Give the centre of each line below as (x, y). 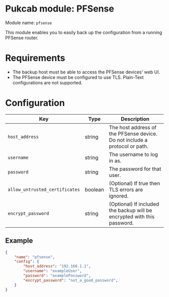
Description (135, 119)
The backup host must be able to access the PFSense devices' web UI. (86, 72)
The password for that (135, 169)
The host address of (133, 127)
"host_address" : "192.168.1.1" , (57, 266)
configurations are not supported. (48, 82)
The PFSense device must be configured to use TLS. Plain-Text (78, 77)
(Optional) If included (134, 204)
